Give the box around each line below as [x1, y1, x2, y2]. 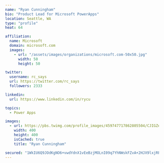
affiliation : [5, 34, 32, 39]
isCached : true [14, 137, 45, 142]
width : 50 [18, 56, 38, 61]
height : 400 [14, 132, 38, 137]
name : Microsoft [9, 38, 42, 44]
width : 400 [14, 128, 36, 133]
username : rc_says [9, 74, 47, 79]
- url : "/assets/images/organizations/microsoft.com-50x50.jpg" [14, 52, 147, 57]
